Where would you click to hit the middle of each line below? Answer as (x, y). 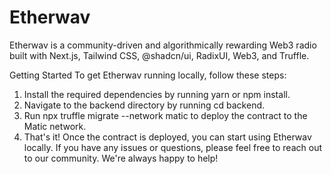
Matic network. (55, 126)
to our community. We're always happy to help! (121, 158)
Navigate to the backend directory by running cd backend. (144, 105)
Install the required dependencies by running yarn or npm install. (157, 94)
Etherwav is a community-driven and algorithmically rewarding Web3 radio (163, 45)
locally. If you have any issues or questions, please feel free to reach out (172, 147)
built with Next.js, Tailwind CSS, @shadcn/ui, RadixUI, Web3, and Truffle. (159, 55)
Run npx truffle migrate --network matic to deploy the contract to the (165, 115)
